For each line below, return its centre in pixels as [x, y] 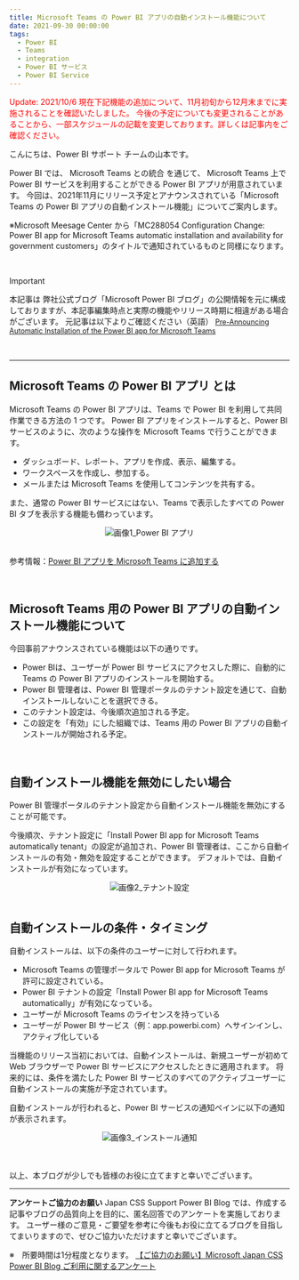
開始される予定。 [100, 734]
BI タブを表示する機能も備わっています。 [84, 513]
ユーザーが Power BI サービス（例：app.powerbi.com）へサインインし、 [154, 1025]
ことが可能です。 [40, 817]
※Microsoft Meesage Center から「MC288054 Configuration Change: [137, 225]
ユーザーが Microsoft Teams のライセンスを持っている [121, 1014]
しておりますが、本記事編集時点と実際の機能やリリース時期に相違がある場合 [149, 310]
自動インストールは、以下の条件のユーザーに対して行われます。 [125, 951]
